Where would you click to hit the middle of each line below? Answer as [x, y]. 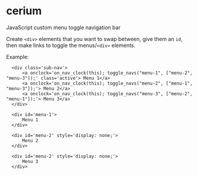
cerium [24, 11]
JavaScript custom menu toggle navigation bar [63, 27]
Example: [18, 57]
